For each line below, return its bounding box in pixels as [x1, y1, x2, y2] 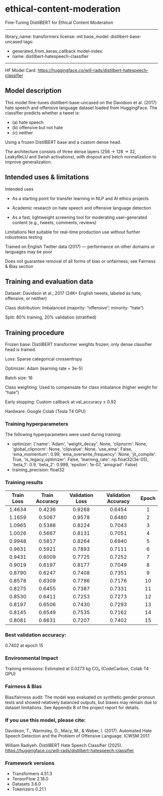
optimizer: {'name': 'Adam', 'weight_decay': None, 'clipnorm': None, [12, 441, 147, 447]
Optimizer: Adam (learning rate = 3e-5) [5, 365, 83, 371]
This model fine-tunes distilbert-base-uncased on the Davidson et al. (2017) [5, 99, 157, 105]
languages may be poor [5, 248, 52, 254]
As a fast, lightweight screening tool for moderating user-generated [12, 214, 147, 220]
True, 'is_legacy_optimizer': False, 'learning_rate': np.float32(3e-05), [12, 456, 149, 462]
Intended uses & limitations [5, 173, 89, 181]
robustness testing [5, 234, 43, 240]
